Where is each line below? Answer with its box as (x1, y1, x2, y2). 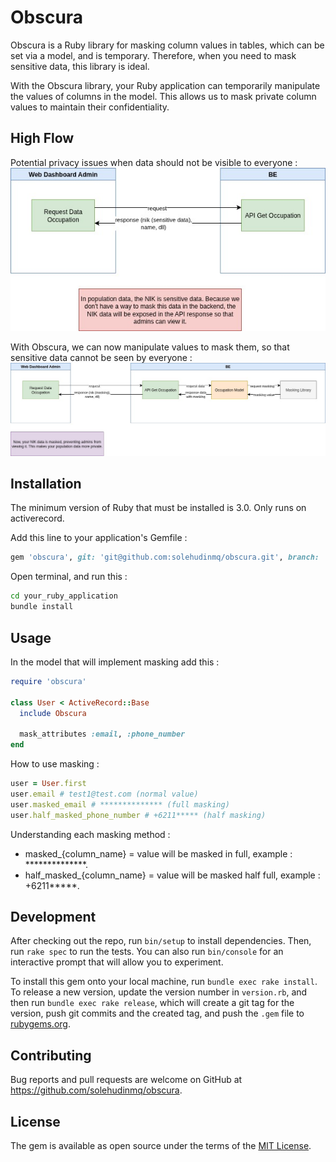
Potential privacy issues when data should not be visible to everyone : (10, 156, 298, 168)
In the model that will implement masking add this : (10, 656, 220, 668)
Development (10, 908, 97, 925)
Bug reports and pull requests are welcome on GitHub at (10, 1074, 243, 1086)
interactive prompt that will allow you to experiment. (10, 956, 224, 968)
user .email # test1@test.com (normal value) (10, 789, 199, 799)
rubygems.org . (10, 1018, 71, 1030)
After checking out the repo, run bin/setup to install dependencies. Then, (10, 935, 312, 947)
